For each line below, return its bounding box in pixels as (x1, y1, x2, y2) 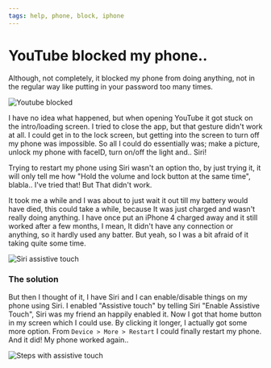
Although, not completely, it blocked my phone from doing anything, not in (8, 73, 256, 83)
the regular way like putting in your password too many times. (8, 81, 214, 91)
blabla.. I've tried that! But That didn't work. (8, 180, 152, 189)
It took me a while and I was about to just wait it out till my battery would (8, 195, 248, 205)
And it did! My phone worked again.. (8, 335, 129, 345)
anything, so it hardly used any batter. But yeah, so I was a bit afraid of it (8, 229, 248, 239)
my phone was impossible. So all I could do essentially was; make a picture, (8, 139, 261, 148)
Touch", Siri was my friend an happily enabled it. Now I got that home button (8, 309, 262, 319)
